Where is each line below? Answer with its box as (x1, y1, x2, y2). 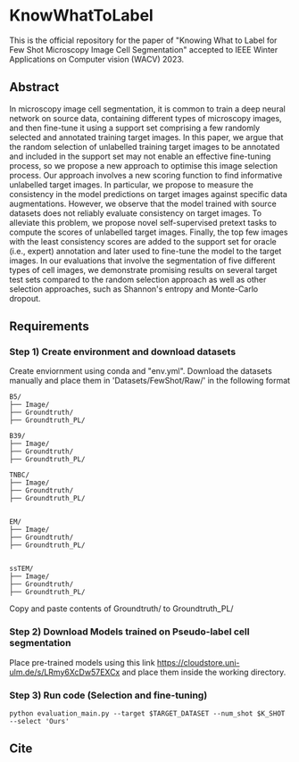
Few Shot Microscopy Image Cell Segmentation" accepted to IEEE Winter (9, 44, 278, 54)
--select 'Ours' (9, 717, 70, 726)
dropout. (9, 293, 41, 303)
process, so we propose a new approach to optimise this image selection (9, 160, 278, 170)
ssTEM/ (9, 564, 34, 574)
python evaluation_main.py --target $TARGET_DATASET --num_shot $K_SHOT (9, 709, 286, 718)
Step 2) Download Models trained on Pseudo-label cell (9, 625, 250, 638)
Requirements (9, 319, 89, 335)
